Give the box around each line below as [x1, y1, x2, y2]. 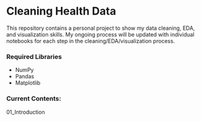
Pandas [15, 73, 35, 80]
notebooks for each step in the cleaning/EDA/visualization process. [6, 37, 175, 44]
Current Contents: [6, 94, 62, 103]
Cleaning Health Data [6, 4, 116, 18]
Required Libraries [6, 52, 62, 61]
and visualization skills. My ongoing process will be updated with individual [6, 30, 195, 38]
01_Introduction [6, 108, 45, 116]
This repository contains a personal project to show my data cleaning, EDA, [6, 24, 195, 32]
